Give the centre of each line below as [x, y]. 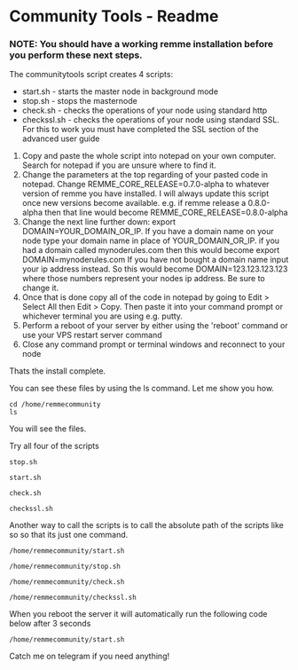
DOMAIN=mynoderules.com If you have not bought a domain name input [155, 260]
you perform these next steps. [76, 55]
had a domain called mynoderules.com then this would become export [151, 250]
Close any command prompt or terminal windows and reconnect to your [153, 344]
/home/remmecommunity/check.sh [67, 582]
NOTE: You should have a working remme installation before [141, 44]
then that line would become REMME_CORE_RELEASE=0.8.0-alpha [166, 213]
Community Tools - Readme [114, 16]
